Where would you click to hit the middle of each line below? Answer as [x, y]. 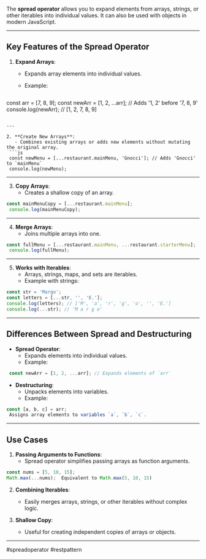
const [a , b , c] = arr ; [37, 409]
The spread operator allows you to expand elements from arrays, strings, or [103, 9]
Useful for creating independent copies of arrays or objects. [100, 532]
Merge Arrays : [34, 227]
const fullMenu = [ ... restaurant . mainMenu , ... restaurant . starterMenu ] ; [101, 245]
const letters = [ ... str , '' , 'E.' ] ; [55, 298]
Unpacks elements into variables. [67, 391]
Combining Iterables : [43, 490]
